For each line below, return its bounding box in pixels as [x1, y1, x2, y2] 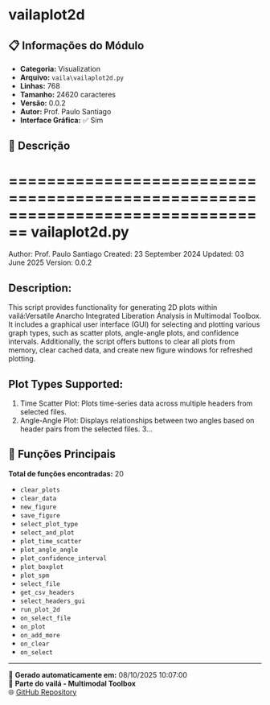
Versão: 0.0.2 [19, 98, 66, 108]
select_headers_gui [19, 597, 86, 605]
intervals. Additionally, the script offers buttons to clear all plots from [8, 336, 235, 347]
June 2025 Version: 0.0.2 [8, 258, 92, 267]
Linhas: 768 [19, 81, 60, 90]
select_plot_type [19, 520, 79, 528]
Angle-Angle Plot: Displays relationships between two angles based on [19, 415, 255, 425]
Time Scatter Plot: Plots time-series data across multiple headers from [19, 398, 253, 408]
